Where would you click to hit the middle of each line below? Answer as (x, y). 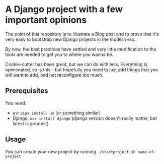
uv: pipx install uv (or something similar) (57, 113)
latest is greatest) (30, 123)
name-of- (147, 152)
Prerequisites (27, 91)
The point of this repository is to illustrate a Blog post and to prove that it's (82, 34)
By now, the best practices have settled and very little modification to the (81, 49)
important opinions (46, 20)
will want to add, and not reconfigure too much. (54, 75)
